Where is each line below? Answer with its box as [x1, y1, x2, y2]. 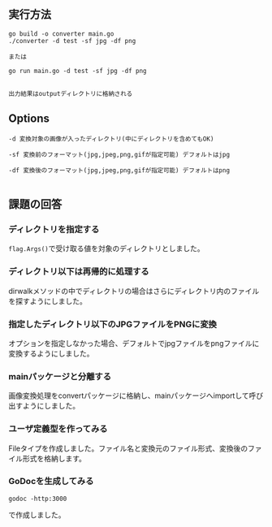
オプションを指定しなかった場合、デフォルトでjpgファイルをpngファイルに [8, 338, 260, 348]
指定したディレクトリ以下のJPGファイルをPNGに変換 [8, 318, 218, 330]
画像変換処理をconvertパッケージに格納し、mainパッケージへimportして [8, 391, 249, 400]
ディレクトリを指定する [8, 223, 100, 235]
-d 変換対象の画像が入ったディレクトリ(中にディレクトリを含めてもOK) [8, 135, 214, 143]
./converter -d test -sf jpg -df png [8, 37, 136, 45]
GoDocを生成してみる [8, 476, 94, 487]
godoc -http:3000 [8, 495, 67, 503]
